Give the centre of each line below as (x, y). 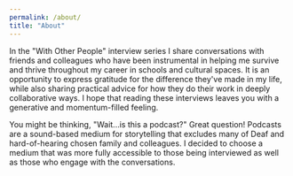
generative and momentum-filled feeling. (84, 107)
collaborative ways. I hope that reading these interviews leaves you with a (144, 97)
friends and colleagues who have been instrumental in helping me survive (144, 60)
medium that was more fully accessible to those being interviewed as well (144, 152)
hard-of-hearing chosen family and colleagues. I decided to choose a (136, 143)
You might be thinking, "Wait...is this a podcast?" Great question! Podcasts (146, 124)
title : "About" (37, 26)
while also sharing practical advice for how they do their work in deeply (140, 88)
